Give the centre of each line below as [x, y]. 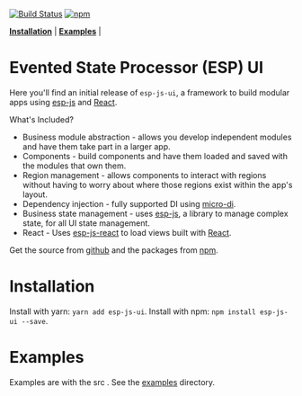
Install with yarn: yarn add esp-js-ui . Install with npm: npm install [133, 311]
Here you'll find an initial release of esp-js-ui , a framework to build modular [150, 92]
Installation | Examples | [55, 31]
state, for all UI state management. [86, 223]
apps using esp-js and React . [63, 102]
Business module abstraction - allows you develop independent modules [157, 137]
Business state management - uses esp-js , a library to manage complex [155, 213]
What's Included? [42, 119]
